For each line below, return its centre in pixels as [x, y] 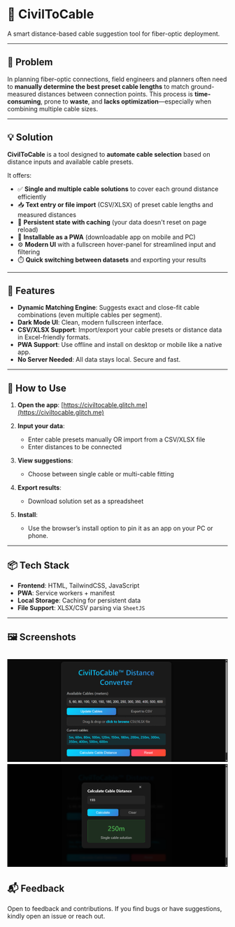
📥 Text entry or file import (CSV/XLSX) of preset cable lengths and [115, 204]
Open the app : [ [41, 405]
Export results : [39, 488]
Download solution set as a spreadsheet [86, 501]
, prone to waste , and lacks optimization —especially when [126, 101]
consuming [24, 101]
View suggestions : [45, 460]
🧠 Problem [30, 62]
